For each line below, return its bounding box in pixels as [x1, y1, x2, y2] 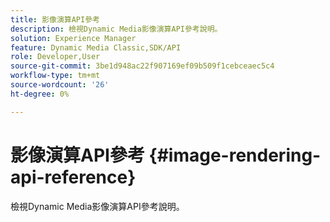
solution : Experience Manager [10, 33, 137, 43]
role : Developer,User [10, 52, 101, 62]
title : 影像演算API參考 [10, 14, 100, 25]
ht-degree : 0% [10, 89, 70, 99]
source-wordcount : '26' [10, 80, 110, 90]
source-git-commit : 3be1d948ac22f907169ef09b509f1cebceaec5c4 [10, 61, 275, 71]
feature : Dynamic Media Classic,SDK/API [10, 42, 182, 53]
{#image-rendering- [148, 144, 322, 166]
